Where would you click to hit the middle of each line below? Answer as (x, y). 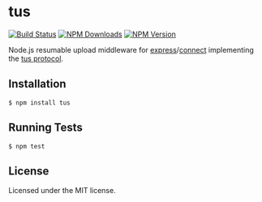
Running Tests (45, 128)
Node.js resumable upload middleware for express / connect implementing (131, 49)
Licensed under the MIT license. (62, 191)
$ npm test (27, 146)
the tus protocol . (36, 58)
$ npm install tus (39, 103)
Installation (37, 84)
